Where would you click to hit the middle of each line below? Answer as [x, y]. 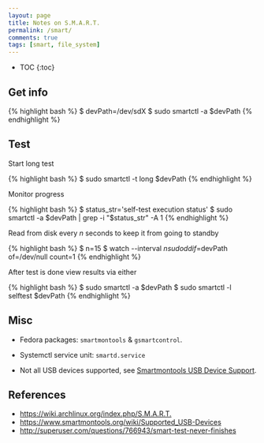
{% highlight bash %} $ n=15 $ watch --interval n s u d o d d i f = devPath [118, 248]
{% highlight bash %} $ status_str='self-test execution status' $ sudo [121, 209]
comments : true [33, 38]
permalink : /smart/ [40, 30]
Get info [28, 92]
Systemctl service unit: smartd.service [82, 355]
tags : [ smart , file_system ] [54, 45]
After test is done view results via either [73, 272]
